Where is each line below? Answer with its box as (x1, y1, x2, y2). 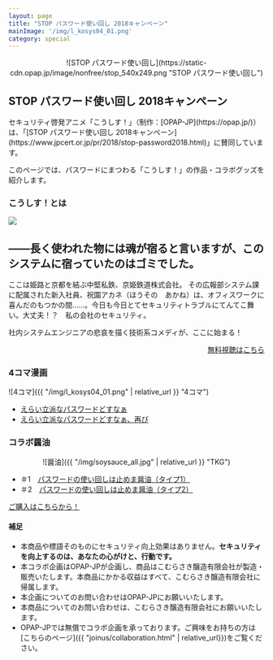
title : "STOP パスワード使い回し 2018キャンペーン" (8, 20, 168, 28)
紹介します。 (8, 176, 51, 185)
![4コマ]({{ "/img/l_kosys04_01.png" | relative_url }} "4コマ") (8, 387, 210, 397)
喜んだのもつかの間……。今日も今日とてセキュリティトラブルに (8, 300, 219, 310)
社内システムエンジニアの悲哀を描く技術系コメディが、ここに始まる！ (8, 328, 243, 337)
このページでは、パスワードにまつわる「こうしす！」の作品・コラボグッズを (8, 165, 265, 175)
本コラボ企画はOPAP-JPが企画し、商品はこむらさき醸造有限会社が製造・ (19, 562, 265, 571)
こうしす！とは (8, 197, 67, 208)
